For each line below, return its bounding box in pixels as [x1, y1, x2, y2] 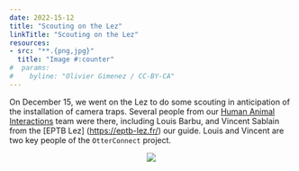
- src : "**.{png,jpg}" [9, 47, 95, 56]
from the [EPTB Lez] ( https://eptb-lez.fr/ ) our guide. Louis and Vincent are [9, 125, 285, 136]
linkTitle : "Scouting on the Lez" [9, 30, 140, 39]
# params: [9, 64, 50, 73]
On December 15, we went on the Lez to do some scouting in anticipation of [9, 96, 291, 107]
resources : [9, 38, 50, 48]
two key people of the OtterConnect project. [9, 134, 172, 145]
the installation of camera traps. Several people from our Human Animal [9, 105, 276, 117]
